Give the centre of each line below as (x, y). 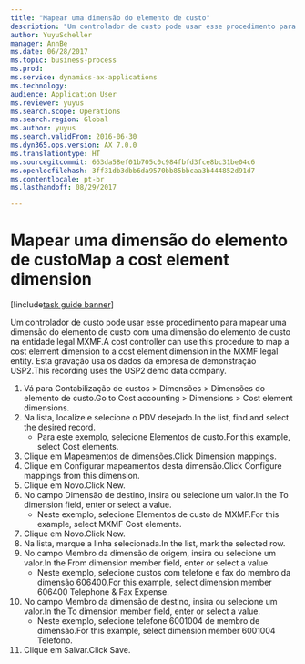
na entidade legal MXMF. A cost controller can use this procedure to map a (150, 342)
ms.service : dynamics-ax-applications (84, 78)
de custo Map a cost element (120, 260)
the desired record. (60, 427)
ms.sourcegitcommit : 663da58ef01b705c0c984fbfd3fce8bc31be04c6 (133, 162)
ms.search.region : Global (59, 119)
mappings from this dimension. (81, 476)
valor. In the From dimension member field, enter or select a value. (147, 563)
